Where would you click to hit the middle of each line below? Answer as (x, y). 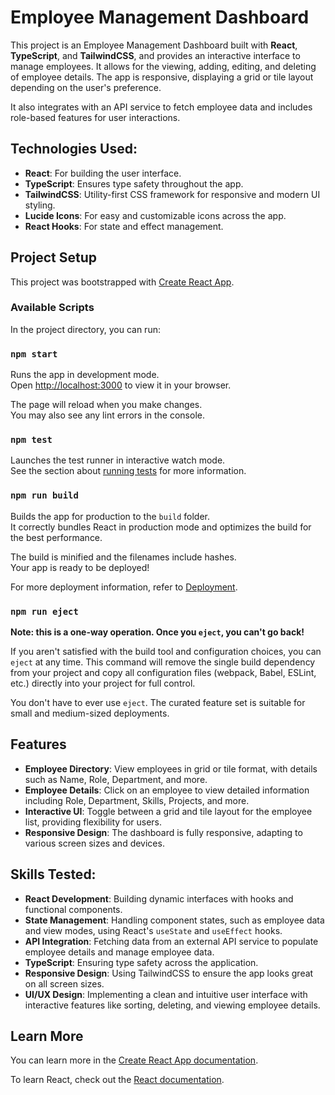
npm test (31, 440)
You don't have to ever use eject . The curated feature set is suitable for (158, 703)
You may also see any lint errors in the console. (107, 415)
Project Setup (54, 257)
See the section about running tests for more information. (128, 471)
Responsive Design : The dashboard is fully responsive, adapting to (163, 832)
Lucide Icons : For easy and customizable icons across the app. (155, 215)
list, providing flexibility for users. (93, 822)
